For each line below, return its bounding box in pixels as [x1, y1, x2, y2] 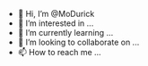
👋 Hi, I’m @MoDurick [17, 9, 95, 19]
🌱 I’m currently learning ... [17, 28, 114, 37]
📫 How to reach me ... [17, 47, 101, 57]
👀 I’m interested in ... [17, 18, 94, 29]
